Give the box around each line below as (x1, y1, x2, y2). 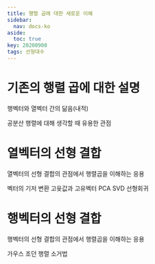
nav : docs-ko (13, 23, 51, 30)
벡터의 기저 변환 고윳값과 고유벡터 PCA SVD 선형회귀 (7, 184, 149, 192)
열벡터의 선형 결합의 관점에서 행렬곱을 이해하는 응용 (7, 169, 145, 177)
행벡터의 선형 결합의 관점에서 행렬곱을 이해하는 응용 (7, 234, 145, 243)
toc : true (13, 36, 41, 43)
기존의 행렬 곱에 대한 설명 (7, 80, 141, 96)
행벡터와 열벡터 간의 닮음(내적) (7, 104, 89, 112)
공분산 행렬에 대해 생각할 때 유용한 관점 (7, 118, 112, 127)
